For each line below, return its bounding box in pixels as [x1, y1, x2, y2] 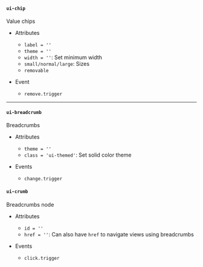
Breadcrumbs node [6, 201, 54, 208]
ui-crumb [6, 189, 28, 195]
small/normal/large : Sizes [24, 60, 89, 68]
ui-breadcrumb [6, 109, 42, 115]
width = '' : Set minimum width [24, 54, 103, 61]
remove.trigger [24, 91, 62, 97]
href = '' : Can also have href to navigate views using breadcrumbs [24, 230, 195, 238]
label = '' [24, 42, 52, 48]
